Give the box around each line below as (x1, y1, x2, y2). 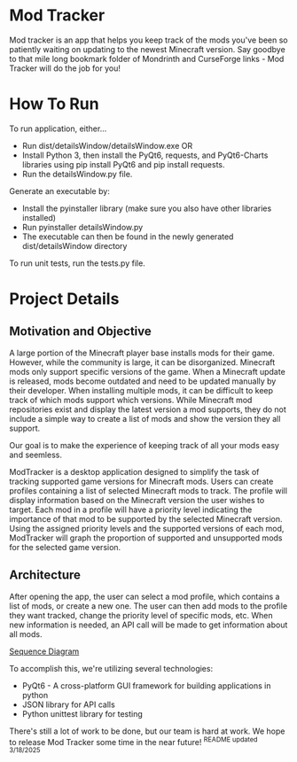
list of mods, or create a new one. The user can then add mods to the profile (9, 600, 288, 611)
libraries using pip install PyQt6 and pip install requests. (21, 159, 225, 169)
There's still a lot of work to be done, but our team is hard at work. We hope (9, 726, 285, 736)
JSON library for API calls (21, 699, 115, 710)
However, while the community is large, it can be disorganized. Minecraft (9, 356, 276, 368)
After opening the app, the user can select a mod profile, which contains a (9, 591, 280, 602)
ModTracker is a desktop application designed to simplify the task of (9, 466, 260, 477)
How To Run (9, 94, 99, 114)
